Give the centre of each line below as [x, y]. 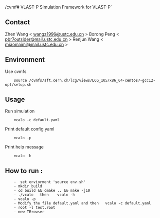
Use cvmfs [16, 71]
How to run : [24, 171]
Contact [18, 22]
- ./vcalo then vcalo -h [44, 195]
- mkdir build [28, 186]
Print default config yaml [30, 129]
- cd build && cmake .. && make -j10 [52, 191]
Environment [25, 60]
